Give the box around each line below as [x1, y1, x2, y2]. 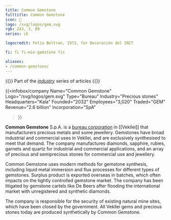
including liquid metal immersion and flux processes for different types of [5, 166, 160, 172]
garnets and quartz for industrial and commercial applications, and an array [5, 145, 164, 151]
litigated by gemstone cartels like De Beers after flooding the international [5, 183, 160, 189]
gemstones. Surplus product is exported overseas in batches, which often [5, 172, 161, 178]
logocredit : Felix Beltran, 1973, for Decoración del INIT [5, 40, 134, 46]
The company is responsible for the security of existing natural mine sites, [5, 198, 161, 204]
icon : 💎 [5, 17, 22, 22]
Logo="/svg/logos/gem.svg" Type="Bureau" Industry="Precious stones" [5, 93, 158, 99]
